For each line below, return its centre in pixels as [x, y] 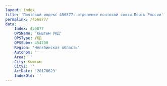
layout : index [20, 10]
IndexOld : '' [28, 76]
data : [11, 24]
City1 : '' [25, 66]
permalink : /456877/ [27, 19]
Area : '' [23, 57]
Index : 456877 [29, 29]
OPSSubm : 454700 [32, 43]
